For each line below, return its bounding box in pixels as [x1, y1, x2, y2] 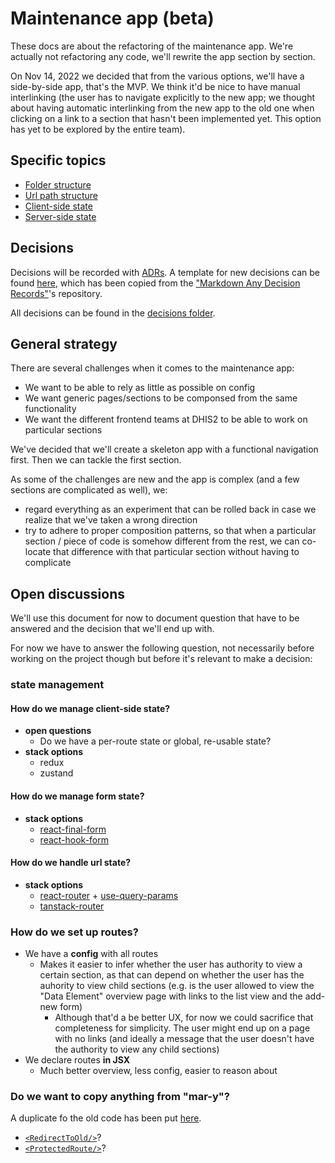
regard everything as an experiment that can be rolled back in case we [24, 503, 317, 516]
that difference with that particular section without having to [53, 546, 300, 558]
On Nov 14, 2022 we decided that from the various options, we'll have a [10, 70, 305, 82]
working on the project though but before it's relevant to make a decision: [10, 653, 313, 665]
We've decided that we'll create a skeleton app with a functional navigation [10, 443, 319, 456]
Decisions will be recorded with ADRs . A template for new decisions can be [10, 266, 320, 278]
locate [24, 546, 52, 558]
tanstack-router [39, 900, 105, 912]
